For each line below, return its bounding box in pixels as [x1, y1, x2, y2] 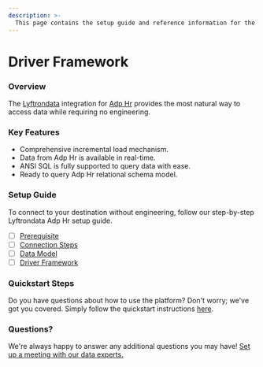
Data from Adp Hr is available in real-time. [19, 153, 156, 162]
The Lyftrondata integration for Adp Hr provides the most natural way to [8, 98, 241, 108]
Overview [8, 80, 46, 91]
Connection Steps [19, 239, 79, 249]
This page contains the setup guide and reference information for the [15, 19, 256, 27]
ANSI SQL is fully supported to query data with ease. [19, 161, 191, 171]
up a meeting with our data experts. [8, 350, 124, 359]
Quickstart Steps [8, 277, 75, 288]
